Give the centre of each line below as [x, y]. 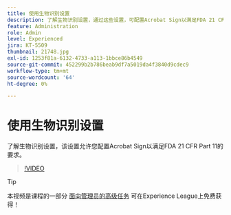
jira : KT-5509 [27, 45]
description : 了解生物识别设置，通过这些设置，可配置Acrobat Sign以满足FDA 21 [111, 20]
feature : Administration [43, 26]
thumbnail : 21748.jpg [38, 52]
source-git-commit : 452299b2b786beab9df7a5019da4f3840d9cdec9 [98, 65]
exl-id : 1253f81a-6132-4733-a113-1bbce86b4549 [75, 58]
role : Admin [24, 33]
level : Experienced [35, 39]
